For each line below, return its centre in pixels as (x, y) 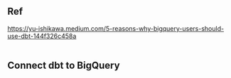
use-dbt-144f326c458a (42, 36)
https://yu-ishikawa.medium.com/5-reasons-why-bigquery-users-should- (116, 28)
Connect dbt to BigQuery (64, 66)
